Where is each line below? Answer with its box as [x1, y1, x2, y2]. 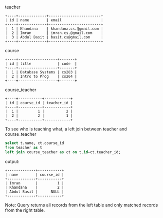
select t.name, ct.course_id [5, 141, 64, 145]
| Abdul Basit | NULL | [5, 189, 64, 194]
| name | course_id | [5, 172, 64, 177]
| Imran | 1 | [5, 181, 64, 185]
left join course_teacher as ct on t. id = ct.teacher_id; [5, 149, 121, 155]
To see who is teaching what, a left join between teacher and [5, 126, 127, 132]
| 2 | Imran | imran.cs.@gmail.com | [5, 31, 104, 36]
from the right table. [5, 207, 45, 213]
